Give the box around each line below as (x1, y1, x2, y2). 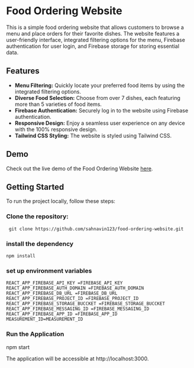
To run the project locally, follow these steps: (6, 198, 115, 205)
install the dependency (6, 240, 74, 248)
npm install (6, 253, 35, 259)
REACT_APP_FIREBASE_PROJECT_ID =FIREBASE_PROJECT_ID (6, 296, 139, 302)
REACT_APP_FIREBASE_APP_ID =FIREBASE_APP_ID (6, 311, 118, 317)
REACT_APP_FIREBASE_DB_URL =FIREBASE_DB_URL (6, 290, 118, 296)
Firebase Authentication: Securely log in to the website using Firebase (14, 106, 189, 114)
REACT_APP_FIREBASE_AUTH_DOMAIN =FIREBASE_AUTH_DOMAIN (6, 285, 144, 291)
